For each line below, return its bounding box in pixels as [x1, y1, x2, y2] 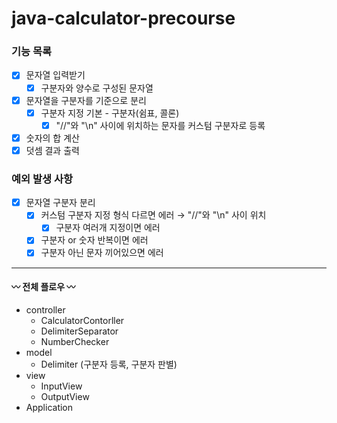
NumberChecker [40, 335, 110, 347]
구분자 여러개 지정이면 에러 [55, 222, 161, 234]
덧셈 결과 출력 [25, 144, 80, 156]
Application [25, 401, 74, 413]
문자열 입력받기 [25, 69, 86, 81]
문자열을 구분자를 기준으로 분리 [25, 94, 147, 106]
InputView [40, 380, 83, 392]
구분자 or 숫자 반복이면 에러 [40, 234, 149, 246]
